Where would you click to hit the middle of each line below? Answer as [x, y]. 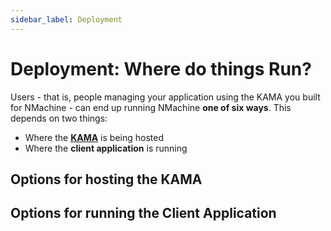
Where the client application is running [106, 148]
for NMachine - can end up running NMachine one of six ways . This [151, 107]
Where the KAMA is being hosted [94, 137]
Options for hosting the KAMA [106, 179]
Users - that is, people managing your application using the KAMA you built [165, 97]
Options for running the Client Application [143, 213]
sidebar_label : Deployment [66, 19]
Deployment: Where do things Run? [161, 68]
